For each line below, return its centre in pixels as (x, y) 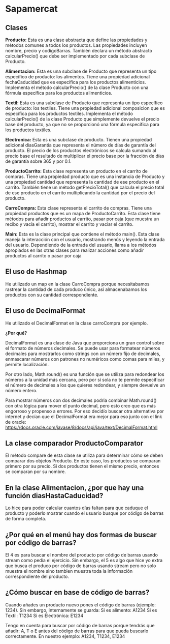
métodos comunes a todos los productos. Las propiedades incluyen (76, 45)
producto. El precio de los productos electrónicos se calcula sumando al (81, 150)
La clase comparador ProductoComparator (74, 443)
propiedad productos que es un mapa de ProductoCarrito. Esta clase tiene (83, 213)
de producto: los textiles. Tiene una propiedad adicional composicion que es (85, 108)
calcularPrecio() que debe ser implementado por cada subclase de (75, 56)
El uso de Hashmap (36, 272)
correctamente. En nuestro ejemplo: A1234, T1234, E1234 (65, 636)
